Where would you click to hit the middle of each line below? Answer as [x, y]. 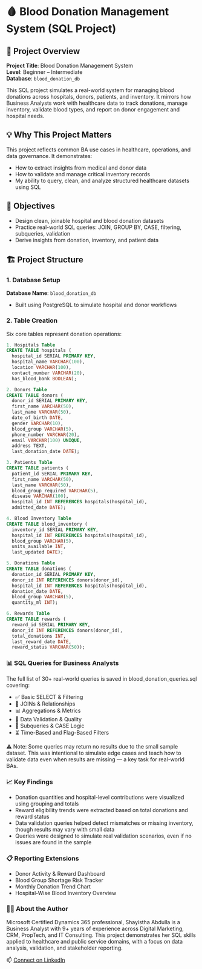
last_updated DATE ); [37, 552]
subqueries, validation [43, 233]
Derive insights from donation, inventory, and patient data [87, 240]
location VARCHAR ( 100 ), [41, 368]
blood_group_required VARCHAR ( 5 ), [55, 491]
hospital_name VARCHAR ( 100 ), [48, 362]
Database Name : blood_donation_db [51, 293]
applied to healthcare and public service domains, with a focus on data [95, 941]
